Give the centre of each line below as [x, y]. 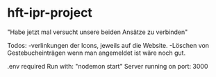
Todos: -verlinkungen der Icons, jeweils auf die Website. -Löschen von [108, 45]
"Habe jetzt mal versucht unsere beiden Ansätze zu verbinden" [98, 32]
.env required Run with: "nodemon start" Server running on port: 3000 [108, 66]
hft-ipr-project [50, 13]
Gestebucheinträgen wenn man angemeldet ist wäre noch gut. [97, 53]
